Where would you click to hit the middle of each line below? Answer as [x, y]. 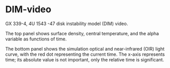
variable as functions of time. [36, 39]
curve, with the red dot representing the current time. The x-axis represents [85, 54]
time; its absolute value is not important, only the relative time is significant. [85, 59]
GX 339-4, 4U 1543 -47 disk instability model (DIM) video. [67, 24]
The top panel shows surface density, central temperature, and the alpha [82, 33]
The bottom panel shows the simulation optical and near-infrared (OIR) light [85, 49]
